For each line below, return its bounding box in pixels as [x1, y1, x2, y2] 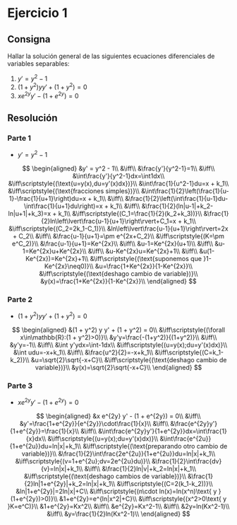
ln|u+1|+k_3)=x [8, 209, 51, 218]
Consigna [7, 33, 51, 45]
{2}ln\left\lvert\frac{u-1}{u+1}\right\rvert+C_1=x [41, 217, 176, 226]
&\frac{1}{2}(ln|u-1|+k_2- [141, 202, 214, 210]
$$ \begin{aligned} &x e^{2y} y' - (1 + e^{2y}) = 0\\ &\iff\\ [36, 412, 201, 420]
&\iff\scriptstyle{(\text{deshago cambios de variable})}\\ [23, 472, 187, 480]
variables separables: [7, 59, 70, 68]
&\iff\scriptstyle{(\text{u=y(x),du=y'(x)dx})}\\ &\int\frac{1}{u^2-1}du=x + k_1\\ [8, 179, 229, 188]
